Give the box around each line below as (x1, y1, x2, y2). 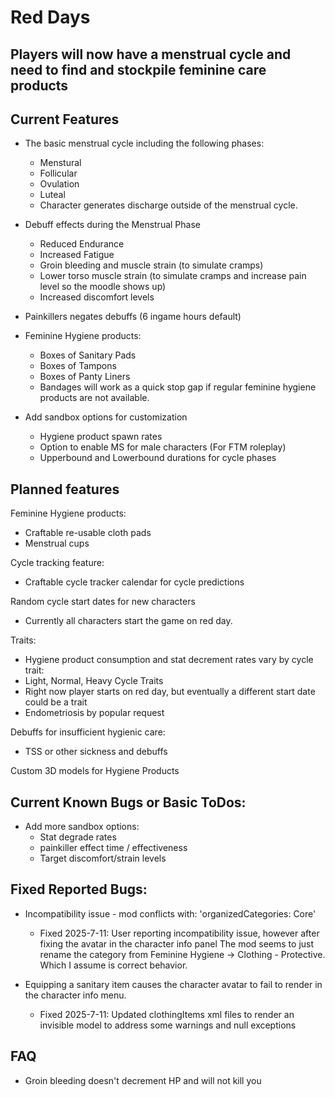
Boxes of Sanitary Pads (39, 349, 137, 361)
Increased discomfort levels (39, 291, 155, 303)
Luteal (39, 189, 66, 201)
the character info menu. (24, 989, 127, 1001)
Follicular (39, 167, 78, 180)
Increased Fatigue (39, 249, 115, 261)
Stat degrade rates (39, 831, 117, 843)
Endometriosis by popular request (24, 707, 165, 719)
